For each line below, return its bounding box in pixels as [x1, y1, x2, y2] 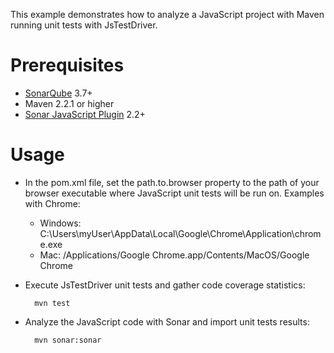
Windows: [39, 217, 82, 229]
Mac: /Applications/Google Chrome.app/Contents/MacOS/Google [39, 249, 310, 261]
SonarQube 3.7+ [24, 87, 93, 99]
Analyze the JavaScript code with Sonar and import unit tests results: [24, 315, 310, 328]
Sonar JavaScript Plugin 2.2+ [24, 108, 146, 120]
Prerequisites [10, 54, 125, 77]
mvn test [34, 298, 71, 308]
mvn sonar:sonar [34, 335, 102, 345]
